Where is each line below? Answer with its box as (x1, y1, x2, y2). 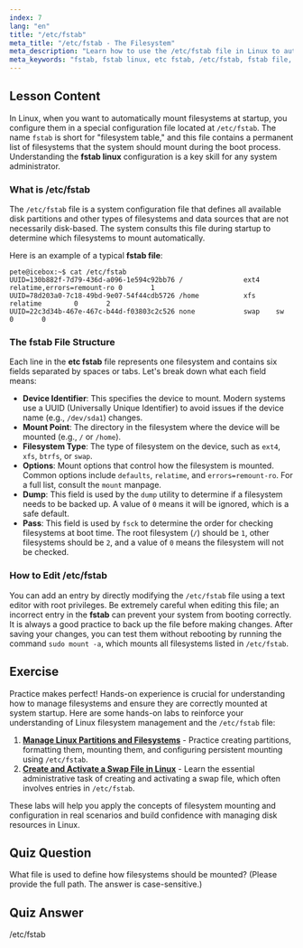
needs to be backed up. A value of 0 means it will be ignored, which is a (22, 499, 289, 510)
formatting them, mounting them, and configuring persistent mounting (22, 744, 283, 755)
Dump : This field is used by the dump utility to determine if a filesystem (22, 489, 283, 500)
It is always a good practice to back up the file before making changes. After (9, 618, 293, 629)
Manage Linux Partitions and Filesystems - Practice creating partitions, (22, 734, 291, 746)
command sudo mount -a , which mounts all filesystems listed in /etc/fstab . (9, 638, 289, 649)
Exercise (9, 664, 60, 680)
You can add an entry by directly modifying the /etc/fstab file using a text (9, 589, 286, 601)
